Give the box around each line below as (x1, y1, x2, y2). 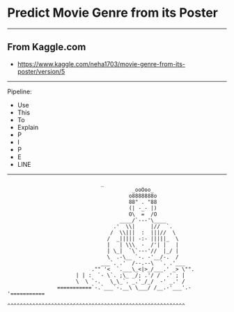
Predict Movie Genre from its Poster (7, 5, 218, 21)
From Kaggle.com (7, 41, 86, 53)
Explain (17, 123, 39, 131)
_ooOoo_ (132, 186, 155, 193)
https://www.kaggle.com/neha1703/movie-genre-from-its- (17, 59, 186, 68)
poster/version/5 (17, 67, 65, 75)
